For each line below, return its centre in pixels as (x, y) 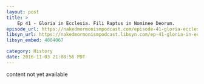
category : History (29, 51)
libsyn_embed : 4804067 (35, 40)
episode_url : (23, 29)
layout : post (23, 12)
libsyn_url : (21, 35)
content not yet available (37, 74)
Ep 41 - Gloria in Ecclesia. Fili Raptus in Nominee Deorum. (96, 23)
